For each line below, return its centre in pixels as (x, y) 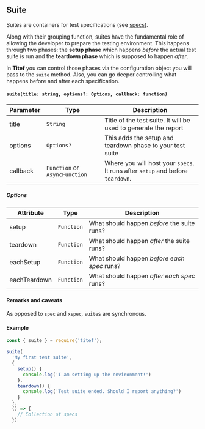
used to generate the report (144, 128)
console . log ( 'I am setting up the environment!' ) (87, 375)
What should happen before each (137, 258)
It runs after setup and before (146, 171)
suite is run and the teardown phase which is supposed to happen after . (97, 56)
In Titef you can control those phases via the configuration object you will (99, 68)
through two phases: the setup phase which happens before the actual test (101, 50)
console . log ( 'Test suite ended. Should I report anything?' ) (102, 392)
